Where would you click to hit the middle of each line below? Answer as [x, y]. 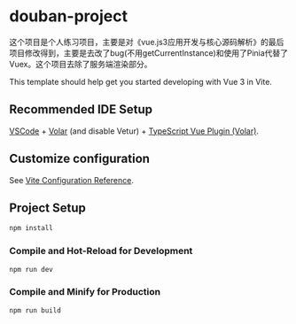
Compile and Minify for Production [85, 292]
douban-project [69, 16]
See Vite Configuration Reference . [72, 180]
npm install [31, 228]
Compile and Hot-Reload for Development [101, 251]
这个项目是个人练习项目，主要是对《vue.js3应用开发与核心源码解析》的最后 [147, 42]
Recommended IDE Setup [81, 109]
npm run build [35, 310]
